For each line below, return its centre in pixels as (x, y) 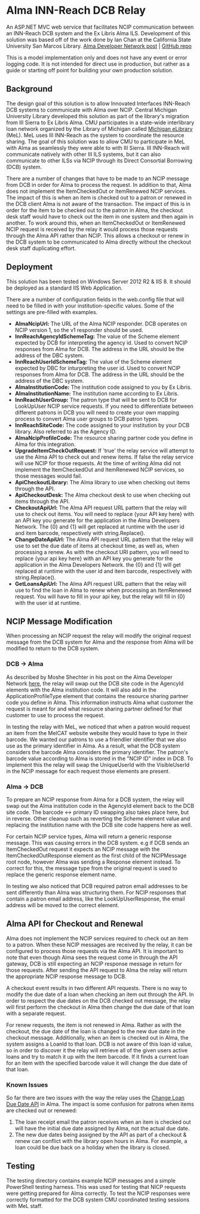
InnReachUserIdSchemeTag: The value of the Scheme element (93, 361)
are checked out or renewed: (42, 1111)
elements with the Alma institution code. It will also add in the (81, 690)
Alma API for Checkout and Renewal (75, 924)
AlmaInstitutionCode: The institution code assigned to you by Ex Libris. (103, 387)
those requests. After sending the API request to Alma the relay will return (97, 970)
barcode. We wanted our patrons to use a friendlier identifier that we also (96, 739)
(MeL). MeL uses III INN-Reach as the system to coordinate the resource (95, 135)
